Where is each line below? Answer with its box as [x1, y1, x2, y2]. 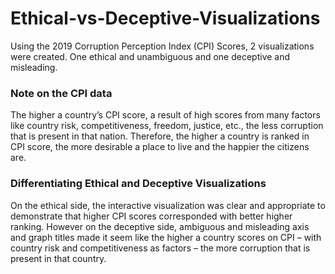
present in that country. [10, 252, 107, 264]
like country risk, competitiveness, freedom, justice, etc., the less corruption [10, 120, 324, 132]
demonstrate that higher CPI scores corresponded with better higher [10, 210, 293, 222]
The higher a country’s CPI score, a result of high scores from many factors [10, 109, 321, 121]
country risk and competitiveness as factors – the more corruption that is [10, 242, 311, 254]
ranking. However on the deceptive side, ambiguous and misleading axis [10, 220, 310, 232]
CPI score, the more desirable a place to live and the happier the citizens [10, 141, 310, 153]
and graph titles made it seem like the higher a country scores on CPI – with [10, 231, 322, 243]
